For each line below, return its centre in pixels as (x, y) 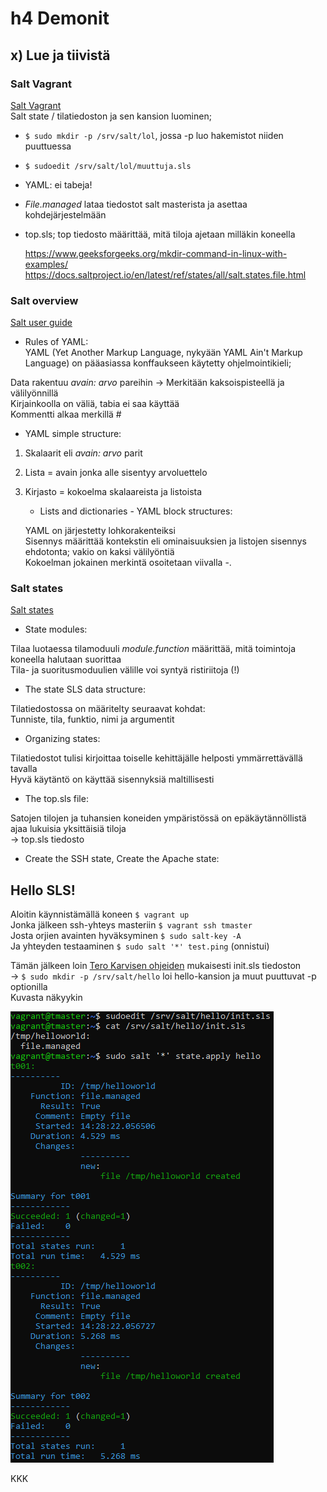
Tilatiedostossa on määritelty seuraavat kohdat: (108, 709)
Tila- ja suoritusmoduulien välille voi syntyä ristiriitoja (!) (125, 670)
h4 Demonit (60, 18)
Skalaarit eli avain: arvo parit (83, 453)
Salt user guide (41, 323)
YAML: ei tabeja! (58, 184)
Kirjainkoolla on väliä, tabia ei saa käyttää (95, 404)
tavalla (24, 769)
